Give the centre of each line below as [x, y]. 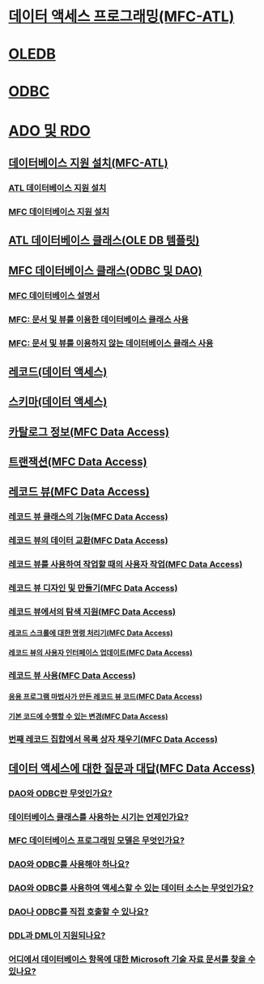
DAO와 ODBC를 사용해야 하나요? [69, 864]
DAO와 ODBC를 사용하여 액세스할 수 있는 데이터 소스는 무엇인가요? [131, 889]
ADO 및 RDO [49, 131]
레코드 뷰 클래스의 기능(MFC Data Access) [88, 517]
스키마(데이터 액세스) [58, 402]
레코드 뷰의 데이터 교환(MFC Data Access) [88, 541]
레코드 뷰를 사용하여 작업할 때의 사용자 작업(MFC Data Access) [126, 565]
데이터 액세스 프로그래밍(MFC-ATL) [121, 17]
